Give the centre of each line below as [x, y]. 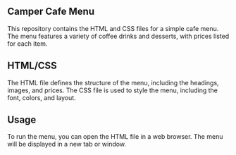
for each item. [27, 43]
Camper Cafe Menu [51, 12]
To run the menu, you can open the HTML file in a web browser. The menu [115, 137]
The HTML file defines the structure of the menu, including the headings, [113, 82]
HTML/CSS [32, 66]
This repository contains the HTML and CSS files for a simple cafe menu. [113, 28]
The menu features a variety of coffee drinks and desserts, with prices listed [118, 36]
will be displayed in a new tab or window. [67, 144]
